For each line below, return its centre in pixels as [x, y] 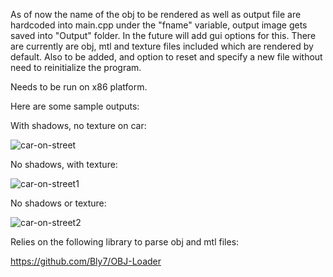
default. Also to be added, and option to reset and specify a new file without [166, 57]
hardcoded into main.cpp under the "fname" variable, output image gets [159, 25]
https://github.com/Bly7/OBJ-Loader [86, 261]
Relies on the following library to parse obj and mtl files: [125, 242]
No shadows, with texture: [64, 164]
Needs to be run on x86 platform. [79, 87]
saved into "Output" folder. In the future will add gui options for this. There [163, 35]
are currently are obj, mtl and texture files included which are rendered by [162, 46]
